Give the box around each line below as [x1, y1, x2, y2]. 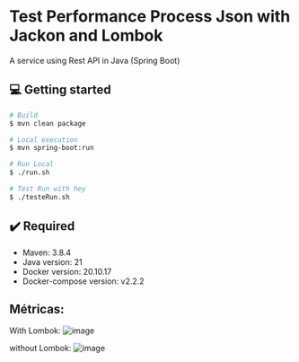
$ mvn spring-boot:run [9, 144, 94, 153]
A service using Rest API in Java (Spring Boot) [9, 55, 180, 66]
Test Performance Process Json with [9, 6, 291, 27]
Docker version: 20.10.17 [22, 266, 112, 277]
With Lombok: [9, 325, 61, 336]
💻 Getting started [9, 83, 111, 98]
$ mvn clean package [9, 119, 87, 128]
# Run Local [9, 160, 54, 169]
